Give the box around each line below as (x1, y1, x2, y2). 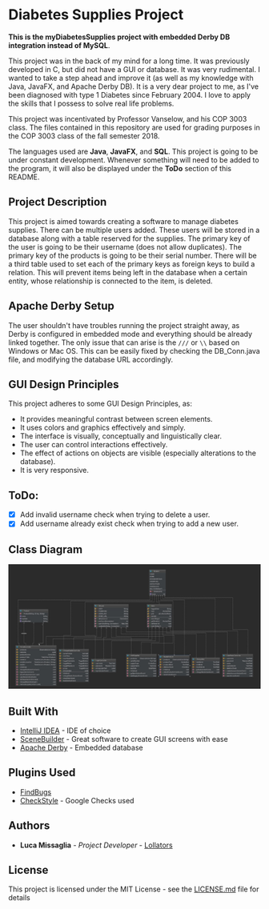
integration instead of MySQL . (8, 40, 110, 50)
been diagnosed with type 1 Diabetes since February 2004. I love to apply (8, 90, 251, 99)
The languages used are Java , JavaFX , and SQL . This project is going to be (8, 146, 259, 156)
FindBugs (19, 787, 52, 797)
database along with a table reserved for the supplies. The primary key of (8, 234, 251, 243)
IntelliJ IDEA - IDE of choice (19, 726, 111, 735)
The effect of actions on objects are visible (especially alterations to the (19, 448, 256, 458)
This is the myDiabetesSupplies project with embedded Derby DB (8, 32, 231, 42)
